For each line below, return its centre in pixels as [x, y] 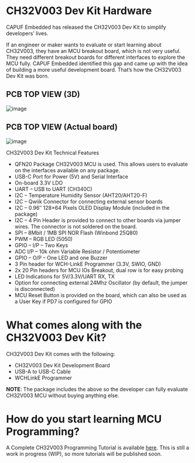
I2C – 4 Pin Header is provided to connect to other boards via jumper [97, 220]
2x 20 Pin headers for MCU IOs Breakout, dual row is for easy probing [99, 270]
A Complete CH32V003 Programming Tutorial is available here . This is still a [97, 448]
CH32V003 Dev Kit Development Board [62, 365]
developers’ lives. [27, 33]
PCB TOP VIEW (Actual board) [62, 127]
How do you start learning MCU [84, 419]
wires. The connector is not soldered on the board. [76, 226]
